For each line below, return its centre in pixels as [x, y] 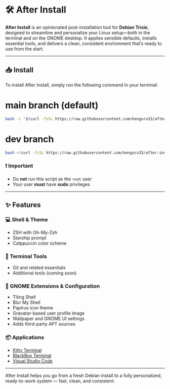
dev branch [30, 139]
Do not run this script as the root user [52, 179]
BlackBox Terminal [32, 356]
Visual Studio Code [33, 361]
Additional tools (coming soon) [45, 273]
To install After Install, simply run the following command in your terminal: [82, 85]
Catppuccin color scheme [39, 243]
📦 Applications [25, 337]
